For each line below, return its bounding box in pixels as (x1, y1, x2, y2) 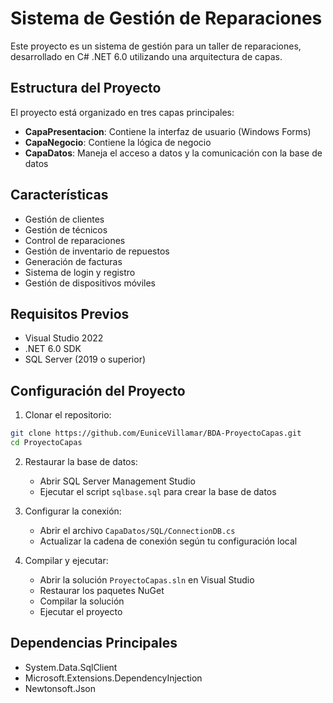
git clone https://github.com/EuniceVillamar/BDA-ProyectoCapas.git (10, 428, 302, 439)
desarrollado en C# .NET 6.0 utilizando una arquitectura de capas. (10, 50, 283, 62)
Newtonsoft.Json (24, 682, 96, 694)
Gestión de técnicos (24, 223, 108, 236)
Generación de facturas (24, 255, 123, 267)
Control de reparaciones (24, 234, 126, 246)
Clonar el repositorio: (24, 409, 112, 421)
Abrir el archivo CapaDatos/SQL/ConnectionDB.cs (39, 524, 236, 536)
